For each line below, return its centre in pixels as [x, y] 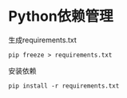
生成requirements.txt [43, 40]
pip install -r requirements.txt [64, 86]
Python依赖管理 [61, 16]
